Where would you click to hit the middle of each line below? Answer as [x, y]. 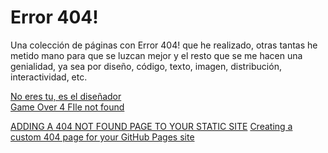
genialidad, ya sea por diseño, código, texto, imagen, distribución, [146, 66]
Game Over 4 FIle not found [67, 107]
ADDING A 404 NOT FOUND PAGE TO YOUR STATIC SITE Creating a [151, 126]
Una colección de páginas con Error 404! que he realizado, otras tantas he [164, 45]
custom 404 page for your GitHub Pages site [102, 137]
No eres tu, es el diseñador [66, 96]
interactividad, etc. [49, 77]
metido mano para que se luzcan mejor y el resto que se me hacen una [156, 55]
